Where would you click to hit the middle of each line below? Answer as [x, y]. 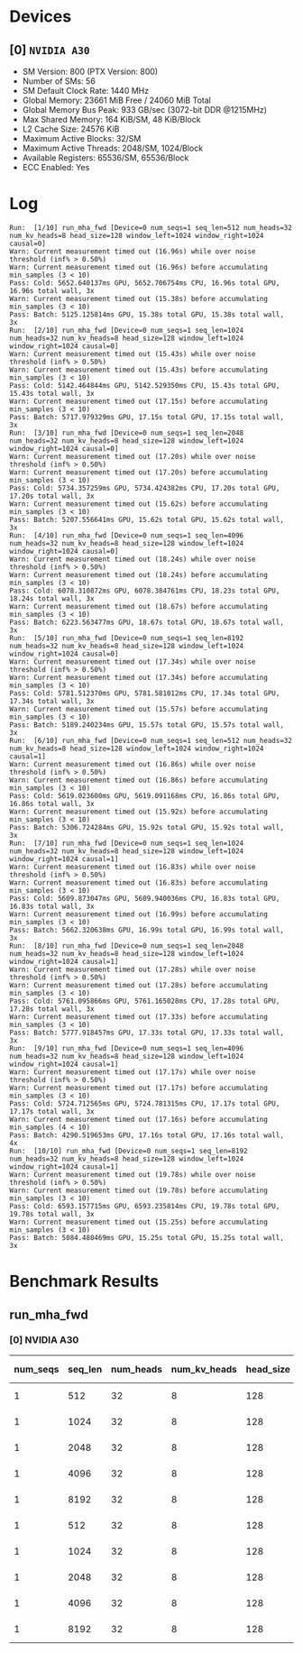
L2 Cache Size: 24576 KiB [71, 129]
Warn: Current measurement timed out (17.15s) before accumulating [139, 401]
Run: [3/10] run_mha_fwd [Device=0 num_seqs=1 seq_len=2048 [127, 433]
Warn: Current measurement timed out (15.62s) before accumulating [139, 504]
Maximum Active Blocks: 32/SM [82, 138]
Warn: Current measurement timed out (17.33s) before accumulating [139, 1016]
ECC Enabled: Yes [56, 167]
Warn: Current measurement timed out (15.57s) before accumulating [139, 709]
